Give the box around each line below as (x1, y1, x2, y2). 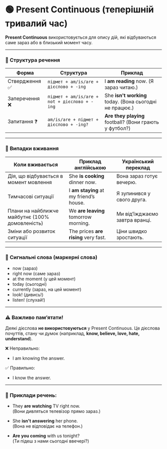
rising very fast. (69, 234, 106, 241)
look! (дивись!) (12, 291, 44, 298)
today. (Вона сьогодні (104, 98, 157, 105)
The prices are (69, 228, 103, 235)
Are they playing (104, 113, 145, 120)
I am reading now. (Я (104, 78, 154, 85)
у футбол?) (104, 125, 131, 132)
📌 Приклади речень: (5, 392, 57, 399)
